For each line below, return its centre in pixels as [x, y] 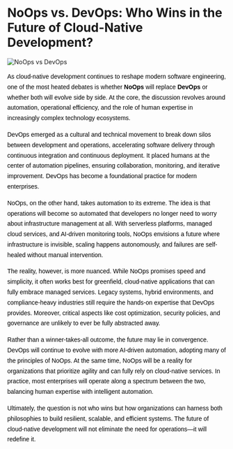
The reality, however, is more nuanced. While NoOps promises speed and [106, 271]
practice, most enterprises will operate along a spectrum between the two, [107, 381]
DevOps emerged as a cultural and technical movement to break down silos [109, 134]
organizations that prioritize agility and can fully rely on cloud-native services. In [114, 371]
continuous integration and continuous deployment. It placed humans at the [109, 155]
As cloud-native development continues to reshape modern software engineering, [116, 76]
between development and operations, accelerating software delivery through [111, 145]
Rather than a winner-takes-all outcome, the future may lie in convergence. [108, 340]
